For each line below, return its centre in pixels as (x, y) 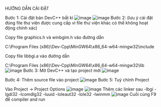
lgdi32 (11, 94)
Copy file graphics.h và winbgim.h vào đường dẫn (54, 37)
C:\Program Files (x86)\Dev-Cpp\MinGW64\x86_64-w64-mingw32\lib (75, 65)
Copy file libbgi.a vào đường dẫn (37, 56)
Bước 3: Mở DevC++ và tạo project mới (62, 70)
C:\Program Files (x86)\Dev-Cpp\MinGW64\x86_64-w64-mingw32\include (80, 47)
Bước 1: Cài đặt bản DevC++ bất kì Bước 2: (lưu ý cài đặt (79, 18)
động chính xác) (21, 28)
